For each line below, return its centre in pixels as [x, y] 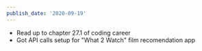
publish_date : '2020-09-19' [47, 13]
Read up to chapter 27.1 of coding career [73, 33]
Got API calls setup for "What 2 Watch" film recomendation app [106, 40]
